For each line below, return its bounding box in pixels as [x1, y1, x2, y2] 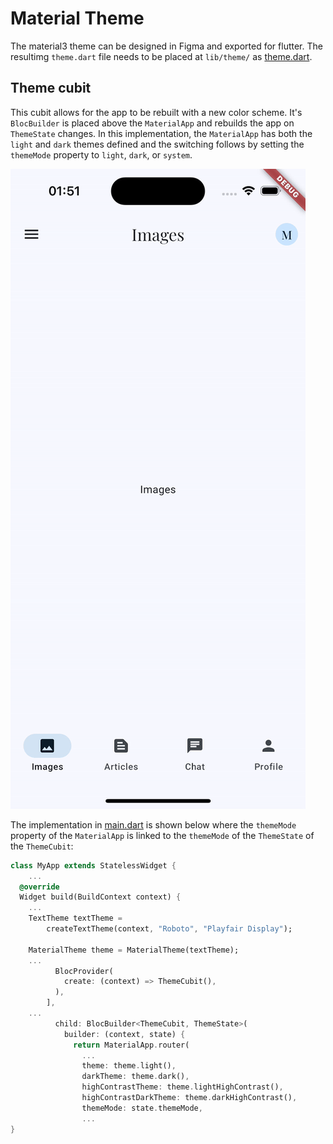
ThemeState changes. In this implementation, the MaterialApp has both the [10, 127, 313, 139]
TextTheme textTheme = [28, 913, 123, 924]
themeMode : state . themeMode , [81, 1103, 203, 1113]
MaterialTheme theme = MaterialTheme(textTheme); [28, 945, 240, 955]
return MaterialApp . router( [73, 1040, 190, 1050]
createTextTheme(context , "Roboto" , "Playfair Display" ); [46, 924, 293, 934]
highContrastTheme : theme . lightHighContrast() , [81, 1082, 284, 1092]
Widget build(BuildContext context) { [19, 892, 182, 902]
